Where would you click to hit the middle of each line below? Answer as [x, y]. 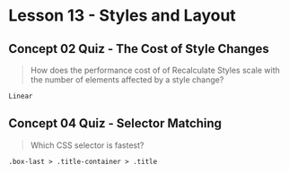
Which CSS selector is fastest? [87, 145]
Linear [21, 96]
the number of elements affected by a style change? [127, 80]
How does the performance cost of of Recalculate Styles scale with [155, 70]
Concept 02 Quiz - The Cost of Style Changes [139, 49]
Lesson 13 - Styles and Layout [123, 16]
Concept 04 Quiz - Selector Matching [115, 123]
